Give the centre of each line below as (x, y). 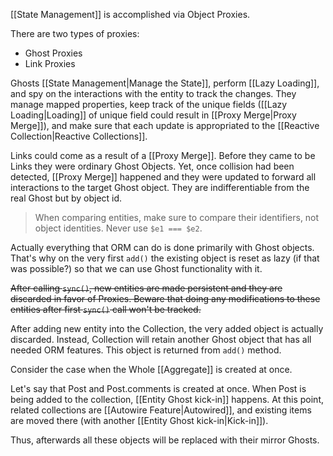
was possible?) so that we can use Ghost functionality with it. (136, 268)
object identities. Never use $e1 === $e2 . (118, 228)
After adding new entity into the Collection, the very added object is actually (167, 328)
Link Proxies (50, 63)
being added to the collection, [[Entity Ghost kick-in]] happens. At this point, (167, 399)
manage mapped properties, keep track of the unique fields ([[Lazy (149, 104)
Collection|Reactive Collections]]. (79, 136)
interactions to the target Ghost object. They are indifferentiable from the (160, 187)
